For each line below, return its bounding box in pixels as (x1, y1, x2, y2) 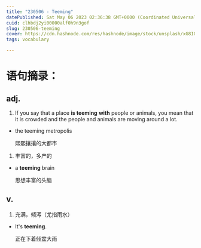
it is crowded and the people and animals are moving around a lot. (14, 116, 178, 123)
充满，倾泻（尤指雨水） (14, 210, 73, 218)
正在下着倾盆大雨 (14, 235, 57, 242)
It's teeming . (14, 222, 47, 230)
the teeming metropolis (14, 127, 72, 134)
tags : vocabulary (6, 36, 50, 42)
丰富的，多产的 (14, 152, 52, 159)
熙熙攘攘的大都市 (14, 140, 57, 146)
